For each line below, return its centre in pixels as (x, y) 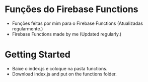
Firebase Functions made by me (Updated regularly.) (67, 34)
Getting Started (38, 55)
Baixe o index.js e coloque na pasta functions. (60, 68)
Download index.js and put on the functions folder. (64, 74)
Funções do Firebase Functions (71, 9)
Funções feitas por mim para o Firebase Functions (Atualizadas (77, 23)
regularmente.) (27, 28)
